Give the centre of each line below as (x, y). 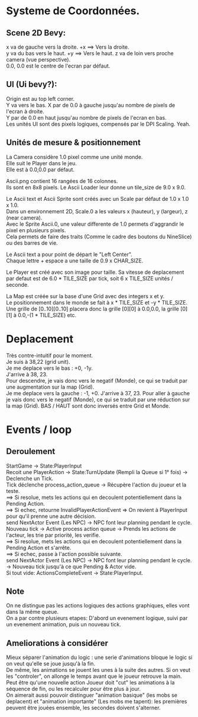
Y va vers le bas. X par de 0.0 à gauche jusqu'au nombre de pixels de (91, 105)
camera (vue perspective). (38, 60)
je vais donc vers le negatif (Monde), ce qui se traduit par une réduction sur (98, 399)
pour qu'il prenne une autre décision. (51, 516)
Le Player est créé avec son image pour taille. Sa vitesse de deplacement (95, 272)
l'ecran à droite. (25, 111)
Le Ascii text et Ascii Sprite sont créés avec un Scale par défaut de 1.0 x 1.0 (98, 199)
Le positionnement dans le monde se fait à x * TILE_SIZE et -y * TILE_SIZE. (97, 302)
